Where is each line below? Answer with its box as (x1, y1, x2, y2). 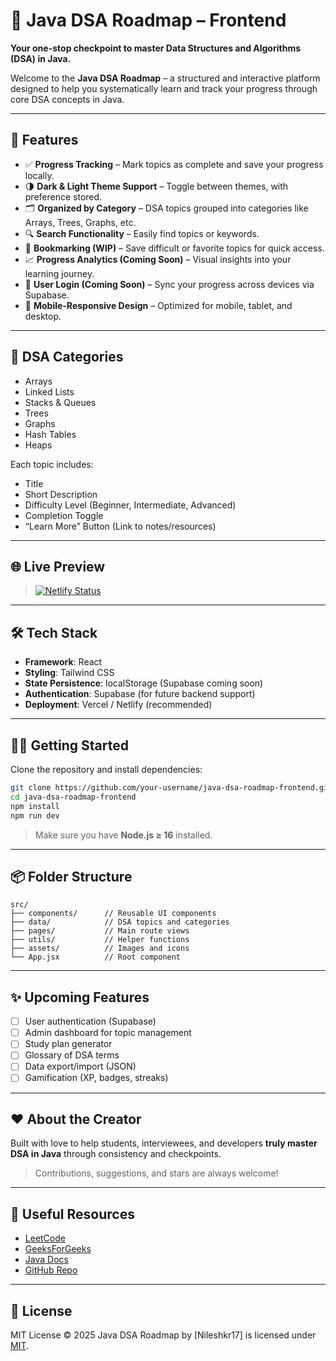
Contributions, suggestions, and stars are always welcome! (34, 1167, 279, 1179)
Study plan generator (24, 1038, 113, 1050)
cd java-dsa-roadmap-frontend (10, 792, 137, 802)
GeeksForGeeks (24, 1243, 92, 1255)
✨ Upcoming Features (10, 989, 150, 1006)
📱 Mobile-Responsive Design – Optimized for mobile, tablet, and (24, 299, 293, 311)
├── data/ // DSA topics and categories (10, 917, 230, 928)
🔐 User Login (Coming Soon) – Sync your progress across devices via (24, 278, 315, 290)
